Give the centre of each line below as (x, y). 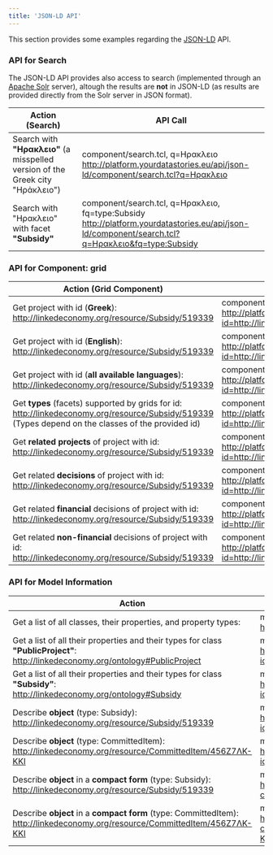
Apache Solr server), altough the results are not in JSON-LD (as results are (134, 86)
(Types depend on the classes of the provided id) (106, 423)
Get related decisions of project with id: (88, 475)
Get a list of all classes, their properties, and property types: (127, 622)
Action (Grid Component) (113, 289)
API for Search (38, 60)
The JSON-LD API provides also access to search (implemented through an (135, 77)
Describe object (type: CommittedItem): (89, 740)
